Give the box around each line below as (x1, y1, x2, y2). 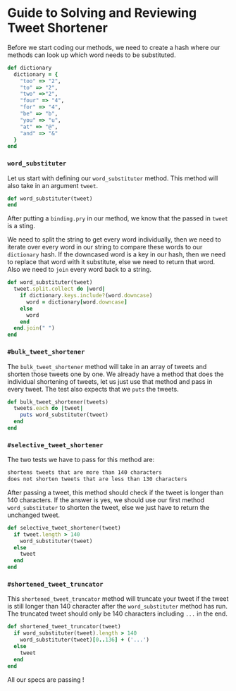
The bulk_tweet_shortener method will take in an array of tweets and (7, 362, 207, 371)
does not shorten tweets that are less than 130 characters (7, 475, 188, 483)
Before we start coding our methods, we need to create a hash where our (7, 43, 221, 51)
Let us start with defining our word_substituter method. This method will (7, 174, 218, 182)
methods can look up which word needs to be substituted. (7, 51, 176, 59)
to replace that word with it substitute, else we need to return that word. (7, 258, 216, 266)
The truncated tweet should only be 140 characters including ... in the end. (7, 609, 228, 618)
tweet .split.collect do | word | (13, 285, 106, 293)
